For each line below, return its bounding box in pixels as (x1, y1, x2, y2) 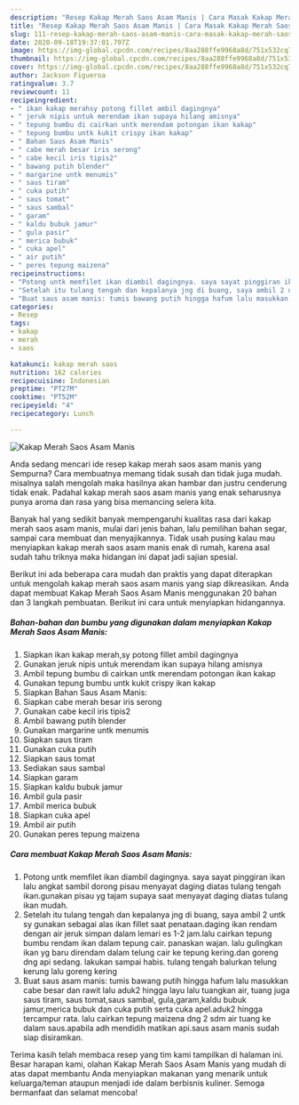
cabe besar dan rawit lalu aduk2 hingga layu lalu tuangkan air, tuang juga (22, 984, 291, 996)
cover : (10, 63, 35, 72)
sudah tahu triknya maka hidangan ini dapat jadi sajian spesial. (10, 551, 239, 562)
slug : (10, 29, 30, 38)
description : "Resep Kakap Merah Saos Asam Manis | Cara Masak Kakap (10, 12, 273, 22)
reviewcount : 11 (10, 87, 70, 96)
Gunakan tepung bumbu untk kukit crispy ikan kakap (22, 677, 216, 688)
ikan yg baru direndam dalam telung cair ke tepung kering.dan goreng (22, 947, 279, 957)
